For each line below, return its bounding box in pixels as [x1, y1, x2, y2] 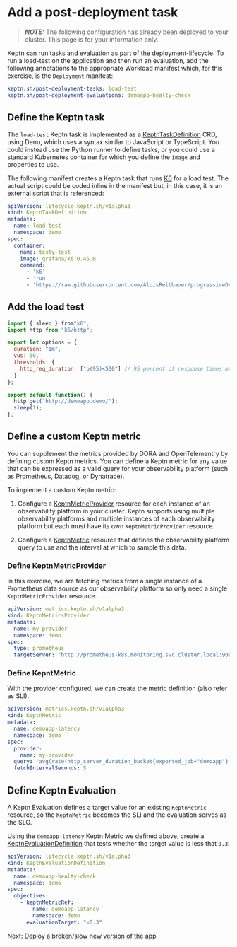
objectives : [13, 893, 49, 900]
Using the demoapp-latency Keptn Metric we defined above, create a [7, 832, 205, 840]
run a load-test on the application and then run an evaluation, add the [7, 56, 209, 64]
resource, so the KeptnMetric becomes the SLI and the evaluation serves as [7, 811, 227, 819]
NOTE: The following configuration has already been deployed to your [24, 28, 229, 36]
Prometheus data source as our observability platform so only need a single [7, 584, 228, 593]
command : [20, 262, 46, 269]
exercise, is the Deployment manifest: [7, 71, 114, 80]
